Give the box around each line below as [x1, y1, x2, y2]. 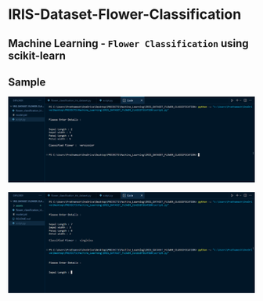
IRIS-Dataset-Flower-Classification [8, 5, 242, 24]
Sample [8, 75, 46, 89]
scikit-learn [8, 49, 67, 62]
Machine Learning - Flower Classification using [8, 37, 249, 50]
